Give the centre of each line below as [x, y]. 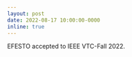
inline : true [26, 26]
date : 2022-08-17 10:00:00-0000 [54, 20]
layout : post [26, 14]
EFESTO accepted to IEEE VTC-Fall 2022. [66, 47]
